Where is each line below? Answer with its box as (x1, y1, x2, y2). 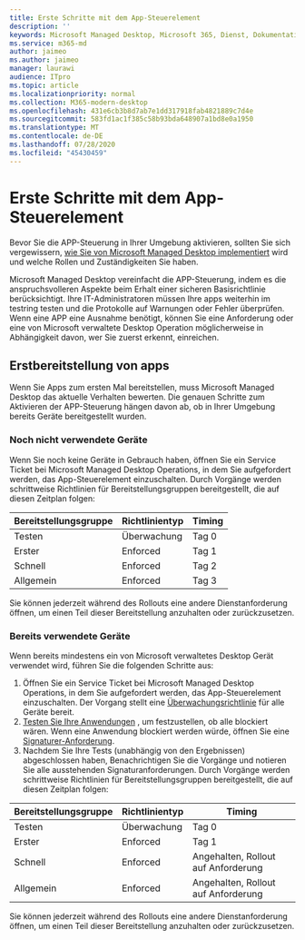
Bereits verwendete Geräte (9, 629, 131, 642)
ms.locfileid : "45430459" (9, 148, 107, 157)
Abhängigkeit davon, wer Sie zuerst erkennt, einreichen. (9, 331, 220, 342)
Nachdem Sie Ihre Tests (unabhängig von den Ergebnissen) (22, 745, 246, 756)
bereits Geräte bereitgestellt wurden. (9, 411, 147, 422)
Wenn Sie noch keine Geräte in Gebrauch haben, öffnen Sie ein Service (9, 454, 277, 465)
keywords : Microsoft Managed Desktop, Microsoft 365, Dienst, (9, 30, 250, 39)
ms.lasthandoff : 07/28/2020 (9, 140, 116, 149)
